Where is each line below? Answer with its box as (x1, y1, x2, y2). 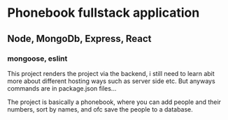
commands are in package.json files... (7, 84, 117, 92)
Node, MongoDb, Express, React (7, 33, 152, 45)
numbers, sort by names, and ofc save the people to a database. (7, 105, 194, 113)
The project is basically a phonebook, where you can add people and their (7, 98, 222, 106)
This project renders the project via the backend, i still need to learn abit (7, 69, 215, 77)
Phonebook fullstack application (7, 5, 200, 21)
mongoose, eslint (7, 54, 68, 63)
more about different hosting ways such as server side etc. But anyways (7, 77, 215, 85)
